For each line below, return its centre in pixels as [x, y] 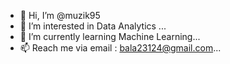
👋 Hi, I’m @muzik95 [60, 15]
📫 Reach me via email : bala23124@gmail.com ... [120, 48]
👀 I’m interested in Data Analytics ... [93, 26]
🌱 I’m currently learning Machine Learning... [110, 36]
